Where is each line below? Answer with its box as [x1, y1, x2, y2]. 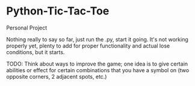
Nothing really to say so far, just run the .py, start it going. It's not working [6, 35, 188, 43]
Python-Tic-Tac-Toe [6, 4, 110, 18]
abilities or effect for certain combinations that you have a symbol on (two [6, 66, 190, 73]
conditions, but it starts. [6, 48, 65, 55]
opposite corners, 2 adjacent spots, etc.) [6, 73, 107, 80]
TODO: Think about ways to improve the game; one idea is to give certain [6, 60, 188, 67]
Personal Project [6, 24, 48, 31]
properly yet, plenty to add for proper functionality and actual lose [6, 42, 170, 49]
